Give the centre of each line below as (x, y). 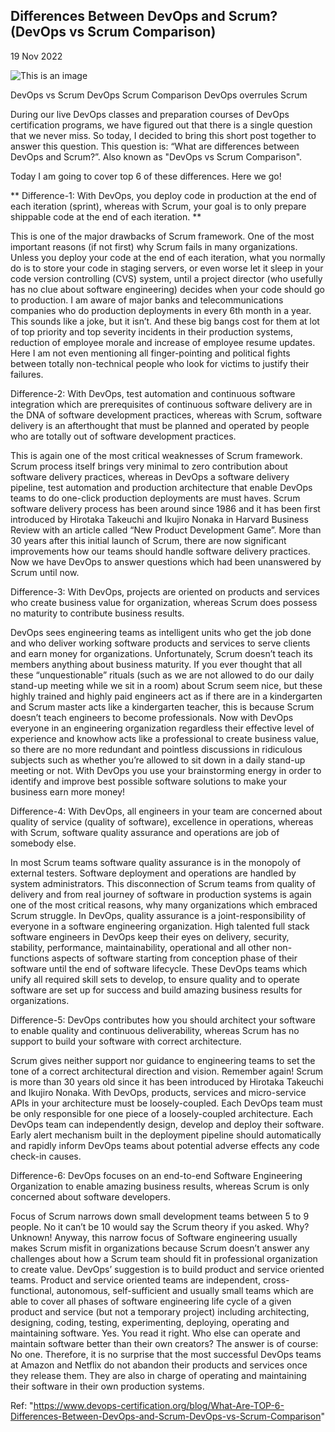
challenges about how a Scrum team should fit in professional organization (164, 1258)
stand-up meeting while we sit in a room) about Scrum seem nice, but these (166, 685)
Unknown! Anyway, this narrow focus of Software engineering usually (154, 1237)
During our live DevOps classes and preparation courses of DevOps (150, 114)
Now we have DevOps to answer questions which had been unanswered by (166, 561)
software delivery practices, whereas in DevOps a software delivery (150, 476)
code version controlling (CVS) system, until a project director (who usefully (166, 278)
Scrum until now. (45, 572)
